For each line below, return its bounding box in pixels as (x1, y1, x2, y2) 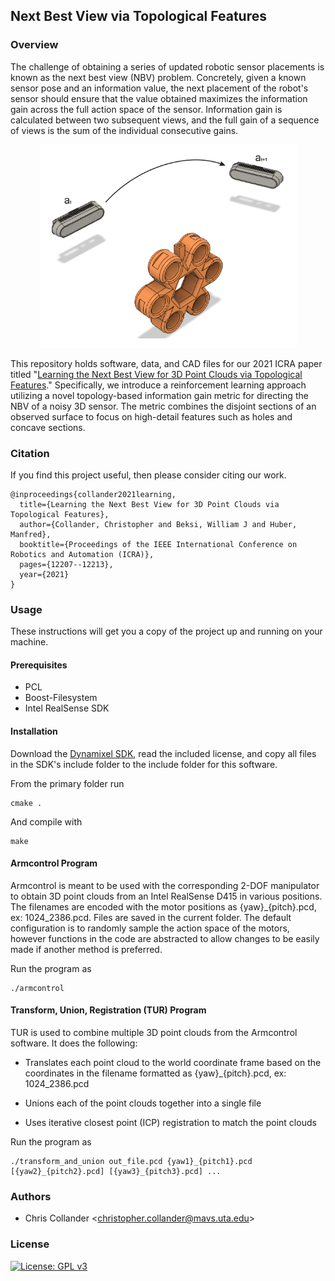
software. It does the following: (10, 1037, 138, 1049)
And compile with (10, 815, 83, 828)
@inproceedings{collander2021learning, (10, 489, 177, 499)
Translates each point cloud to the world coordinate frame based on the (24, 1057, 322, 1069)
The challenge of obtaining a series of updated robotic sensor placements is (10, 60, 325, 73)
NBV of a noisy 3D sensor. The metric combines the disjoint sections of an (10, 400, 317, 412)
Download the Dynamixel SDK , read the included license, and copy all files (10, 747, 317, 759)
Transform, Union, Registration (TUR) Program (10, 1004, 207, 1016)
